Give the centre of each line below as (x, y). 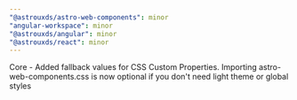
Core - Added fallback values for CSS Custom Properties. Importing (133, 67)
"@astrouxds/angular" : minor (63, 34)
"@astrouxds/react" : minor (59, 42)
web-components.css (49, 77)
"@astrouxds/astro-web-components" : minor (89, 17)
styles (20, 86)
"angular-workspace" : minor (61, 26)
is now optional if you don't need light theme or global (190, 77)
